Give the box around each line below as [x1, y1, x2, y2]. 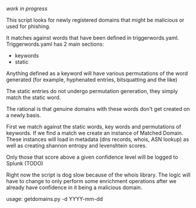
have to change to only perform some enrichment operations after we [6, 178, 177, 184]
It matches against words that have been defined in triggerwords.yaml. [6, 34, 179, 41]
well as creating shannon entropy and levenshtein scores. [6, 142, 147, 149]
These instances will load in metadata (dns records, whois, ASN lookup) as [6, 136, 189, 143]
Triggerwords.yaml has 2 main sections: [6, 41, 104, 47]
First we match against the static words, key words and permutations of [6, 123, 182, 130]
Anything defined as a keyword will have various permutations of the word [6, 70, 188, 76]
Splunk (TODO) [6, 160, 43, 167]
